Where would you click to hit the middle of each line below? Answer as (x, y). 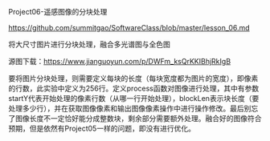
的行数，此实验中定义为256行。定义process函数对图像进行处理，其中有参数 (134, 88)
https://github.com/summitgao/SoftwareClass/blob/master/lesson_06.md (129, 28)
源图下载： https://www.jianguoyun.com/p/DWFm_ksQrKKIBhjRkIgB (120, 61)
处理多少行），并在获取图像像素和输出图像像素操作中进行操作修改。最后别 (130, 108)
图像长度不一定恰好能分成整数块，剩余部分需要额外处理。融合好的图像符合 (138, 118)
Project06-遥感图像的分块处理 (58, 12)
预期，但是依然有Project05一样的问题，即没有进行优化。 (102, 128)
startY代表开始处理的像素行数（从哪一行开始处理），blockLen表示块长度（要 (134, 98)
